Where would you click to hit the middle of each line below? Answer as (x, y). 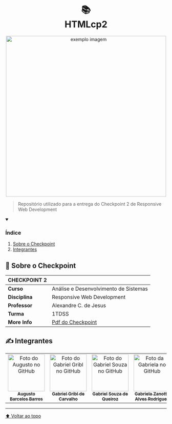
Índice (13, 233)
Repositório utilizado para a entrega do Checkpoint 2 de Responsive (90, 204)
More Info (20, 322)
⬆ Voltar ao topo (23, 416)
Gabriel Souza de (110, 394)
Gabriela (144, 394)
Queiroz (110, 399)
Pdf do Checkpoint (74, 322)
